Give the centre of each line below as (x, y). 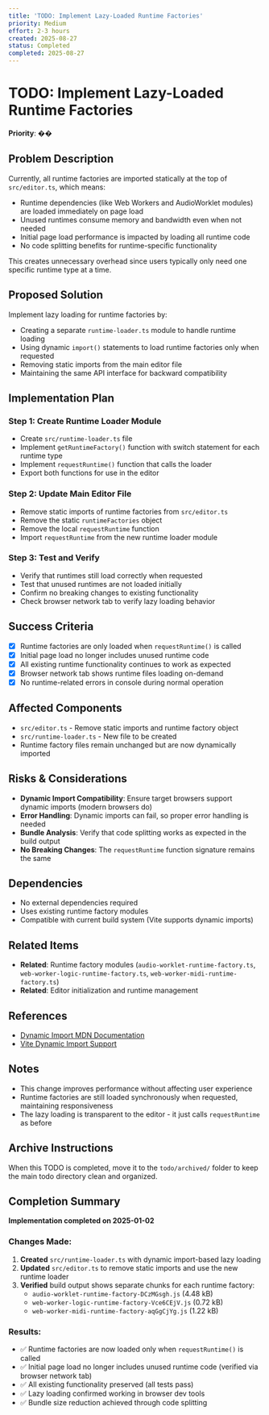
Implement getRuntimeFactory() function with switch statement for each (140, 447)
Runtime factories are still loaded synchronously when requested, (129, 1097)
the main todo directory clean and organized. (83, 1176)
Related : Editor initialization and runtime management (109, 990)
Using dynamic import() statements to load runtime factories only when (139, 347)
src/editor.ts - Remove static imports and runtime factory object (129, 727)
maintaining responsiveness (66, 1105)
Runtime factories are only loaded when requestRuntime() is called (130, 646)
